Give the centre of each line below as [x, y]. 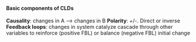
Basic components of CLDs [40, 8]
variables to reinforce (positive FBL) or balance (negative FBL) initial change [98, 33]
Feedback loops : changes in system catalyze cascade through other [89, 27]
